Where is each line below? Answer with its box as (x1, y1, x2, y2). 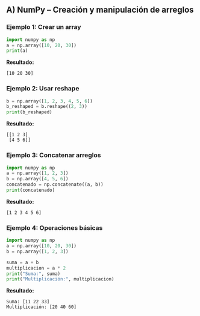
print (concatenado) (6, 187, 55, 194)
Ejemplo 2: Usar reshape (6, 84, 80, 93)
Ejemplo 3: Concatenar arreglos (6, 151, 101, 159)
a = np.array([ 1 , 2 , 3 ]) (6, 170, 69, 177)
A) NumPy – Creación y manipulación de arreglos (6, 5, 194, 15)
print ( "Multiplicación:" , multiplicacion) (6, 276, 114, 282)
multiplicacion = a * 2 (6, 265, 66, 271)
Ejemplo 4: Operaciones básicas (6, 223, 103, 232)
